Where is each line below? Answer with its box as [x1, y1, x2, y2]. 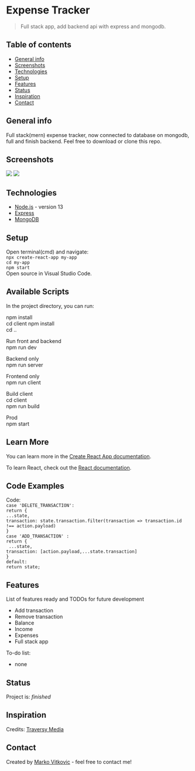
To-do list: [6, 649, 31, 656]
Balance [14, 619, 35, 626]
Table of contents [6, 40, 71, 50]
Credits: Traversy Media [6, 725, 64, 732]
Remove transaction [14, 613, 63, 621]
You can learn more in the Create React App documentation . [6, 453, 152, 460]
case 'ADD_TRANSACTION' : [6, 533, 69, 539]
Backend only [6, 355, 39, 362]
